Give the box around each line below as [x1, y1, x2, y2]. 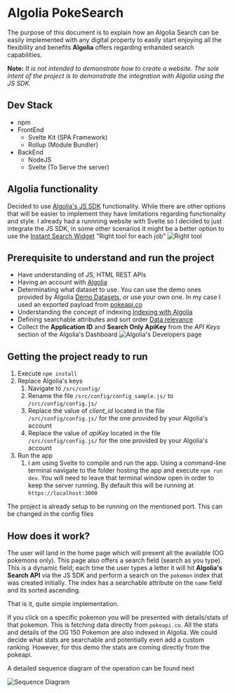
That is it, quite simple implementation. [7, 600, 119, 608]
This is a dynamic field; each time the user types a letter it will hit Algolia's [7, 564, 223, 572]
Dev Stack [7, 100, 53, 112]
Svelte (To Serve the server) [27, 163, 110, 171]
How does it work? [7, 530, 90, 542]
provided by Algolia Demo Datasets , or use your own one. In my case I [17, 293, 221, 301]
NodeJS [27, 155, 52, 164]
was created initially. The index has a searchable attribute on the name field [7, 579, 222, 587]
